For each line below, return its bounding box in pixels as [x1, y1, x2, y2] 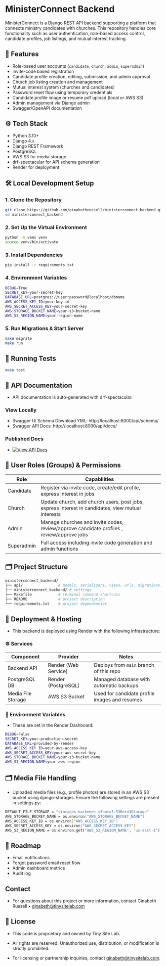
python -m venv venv [5, 235, 48, 240]
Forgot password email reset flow [12, 860, 81, 866]
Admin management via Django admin [12, 100, 90, 106]
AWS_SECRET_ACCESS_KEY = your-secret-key [5, 304, 87, 309]
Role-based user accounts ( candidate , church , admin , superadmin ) [12, 63, 145, 69]
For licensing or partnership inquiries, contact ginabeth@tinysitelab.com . [12, 955, 161, 961]
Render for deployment [12, 164, 60, 170]
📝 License [5, 918, 36, 926]
